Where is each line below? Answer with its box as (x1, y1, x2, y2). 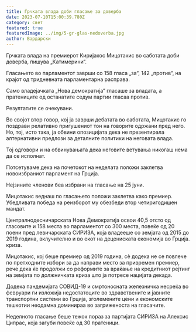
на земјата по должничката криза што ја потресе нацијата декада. (6, 272, 173, 279)
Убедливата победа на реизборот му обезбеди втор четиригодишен (6, 199, 177, 206)
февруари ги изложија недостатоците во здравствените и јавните (6, 289, 171, 296)
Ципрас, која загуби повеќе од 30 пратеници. (6, 319, 120, 326)
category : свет (6, 19, 43, 25)
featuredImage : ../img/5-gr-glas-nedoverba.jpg (6, 31, 125, 36)
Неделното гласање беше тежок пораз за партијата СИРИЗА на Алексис (6, 313, 189, 320)
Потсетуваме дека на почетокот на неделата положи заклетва (6, 164, 163, 171)
